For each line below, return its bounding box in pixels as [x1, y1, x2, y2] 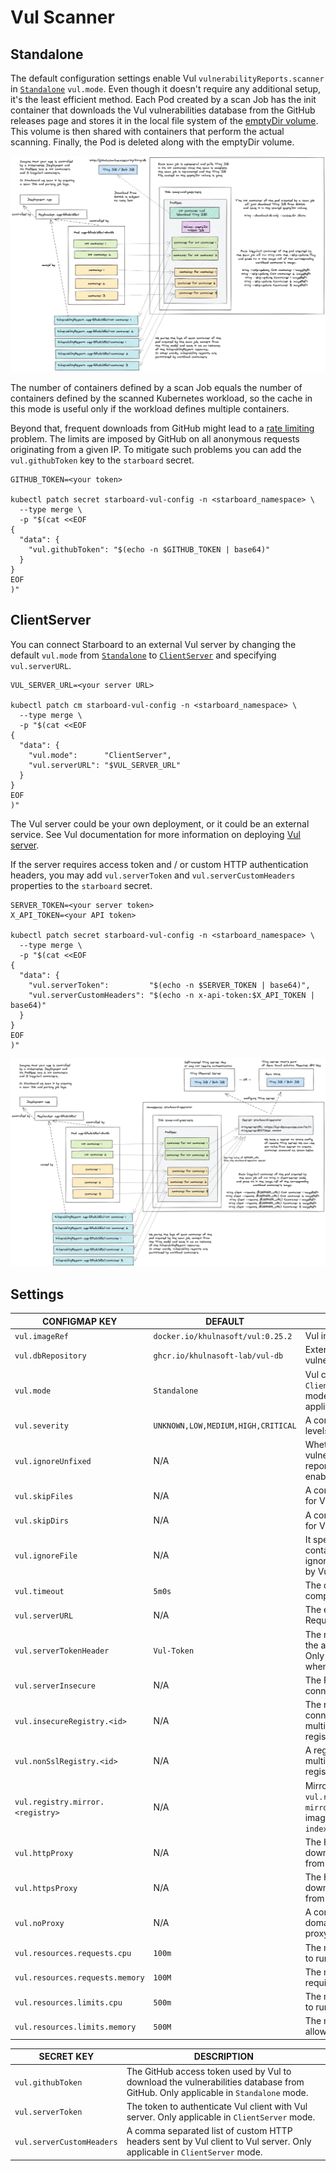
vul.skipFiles [14, 1491, 74, 1501]
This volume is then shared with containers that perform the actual [10, 126, 285, 137]
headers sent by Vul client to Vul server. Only [126, 2136, 312, 2148]
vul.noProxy [14, 1919, 65, 1929]
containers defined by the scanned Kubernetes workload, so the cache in [10, 392, 313, 405]
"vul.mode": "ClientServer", [28, 750, 172, 760]
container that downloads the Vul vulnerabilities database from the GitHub [10, 104, 316, 116]
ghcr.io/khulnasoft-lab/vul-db [153, 1351, 284, 1361]
